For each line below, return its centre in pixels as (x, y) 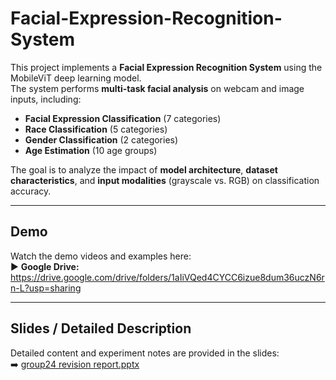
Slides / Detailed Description (101, 328)
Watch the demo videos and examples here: (101, 256)
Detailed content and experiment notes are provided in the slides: (145, 353)
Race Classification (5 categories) (96, 129)
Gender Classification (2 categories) (101, 139)
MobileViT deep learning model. (76, 78)
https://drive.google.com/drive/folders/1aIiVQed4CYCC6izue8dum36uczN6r (167, 277)
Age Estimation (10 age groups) (91, 150)
